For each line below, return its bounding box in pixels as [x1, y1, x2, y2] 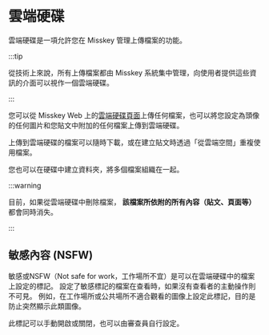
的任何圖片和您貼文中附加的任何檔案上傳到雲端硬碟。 [8, 120, 184, 130]
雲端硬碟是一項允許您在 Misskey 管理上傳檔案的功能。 [8, 35, 187, 45]
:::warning [8, 180, 42, 190]
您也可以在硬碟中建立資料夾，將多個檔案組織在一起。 [8, 164, 184, 174]
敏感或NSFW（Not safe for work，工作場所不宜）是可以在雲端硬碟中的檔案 [8, 271, 255, 281]
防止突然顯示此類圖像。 [8, 301, 86, 311]
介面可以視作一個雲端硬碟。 [22, 78, 114, 87]
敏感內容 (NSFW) [8, 248, 94, 262]
